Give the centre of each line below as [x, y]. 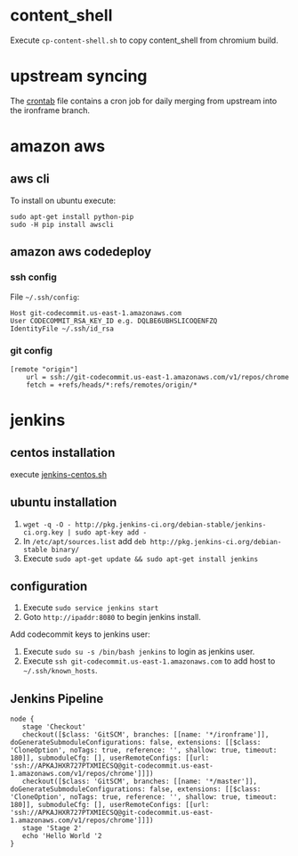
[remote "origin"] [44, 369]
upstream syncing [79, 76]
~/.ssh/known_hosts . [60, 671]
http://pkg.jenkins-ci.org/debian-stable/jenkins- [171, 525]
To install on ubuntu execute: [63, 200]
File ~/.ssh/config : [45, 297]
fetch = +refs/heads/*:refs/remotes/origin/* [112, 385]
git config [31, 351]
